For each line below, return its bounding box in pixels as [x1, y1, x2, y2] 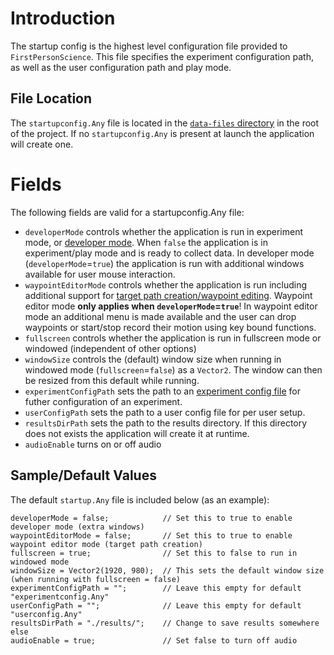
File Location [10, 90, 93, 107]
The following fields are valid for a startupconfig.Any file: [10, 206, 245, 218]
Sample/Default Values [10, 467, 157, 484]
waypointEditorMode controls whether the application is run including [24, 278, 308, 291]
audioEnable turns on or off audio [24, 438, 162, 450]
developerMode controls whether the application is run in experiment [24, 225, 304, 237]
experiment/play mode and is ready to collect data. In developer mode [24, 247, 315, 259]
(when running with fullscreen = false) [10, 574, 182, 584]
